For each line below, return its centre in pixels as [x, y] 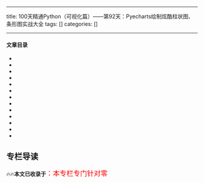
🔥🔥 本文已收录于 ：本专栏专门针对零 [57, 174]
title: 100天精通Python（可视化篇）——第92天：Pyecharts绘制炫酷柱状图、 [100, 16]
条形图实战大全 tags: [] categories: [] [52, 24]
